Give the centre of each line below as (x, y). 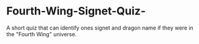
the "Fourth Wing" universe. (42, 34)
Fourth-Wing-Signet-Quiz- (76, 11)
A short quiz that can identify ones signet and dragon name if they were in (100, 28)
